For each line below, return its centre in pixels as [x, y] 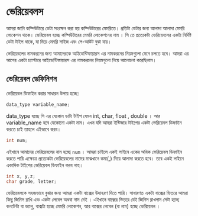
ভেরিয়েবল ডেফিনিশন [32, 79]
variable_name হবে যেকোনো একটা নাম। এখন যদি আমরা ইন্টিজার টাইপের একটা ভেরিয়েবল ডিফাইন [94, 122]
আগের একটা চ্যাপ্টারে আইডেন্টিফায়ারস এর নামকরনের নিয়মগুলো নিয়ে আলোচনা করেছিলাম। [81, 60]
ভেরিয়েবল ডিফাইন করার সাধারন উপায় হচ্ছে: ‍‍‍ [43, 93]
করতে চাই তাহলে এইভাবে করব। [34, 129]
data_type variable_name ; [38, 104]
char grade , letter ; [32, 182]
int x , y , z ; [21, 176]
